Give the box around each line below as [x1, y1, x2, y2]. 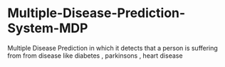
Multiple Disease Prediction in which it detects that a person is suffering [7, 43, 219, 52]
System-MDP [7, 20, 88, 36]
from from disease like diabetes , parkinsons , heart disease [7, 51, 183, 60]
